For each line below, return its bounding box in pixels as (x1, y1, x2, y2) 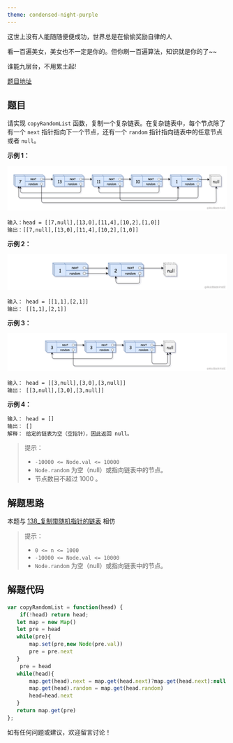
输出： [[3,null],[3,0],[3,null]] (7, 387, 105, 395)
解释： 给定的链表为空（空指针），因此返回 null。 (7, 430, 133, 437)
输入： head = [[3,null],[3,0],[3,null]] (7, 380, 126, 387)
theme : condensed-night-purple (7, 11, 98, 18)
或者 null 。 (7, 136, 40, 145)
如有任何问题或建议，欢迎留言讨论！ (7, 728, 112, 736)
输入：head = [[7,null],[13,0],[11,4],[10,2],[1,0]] (7, 219, 160, 226)
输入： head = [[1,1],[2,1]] (7, 298, 89, 305)
